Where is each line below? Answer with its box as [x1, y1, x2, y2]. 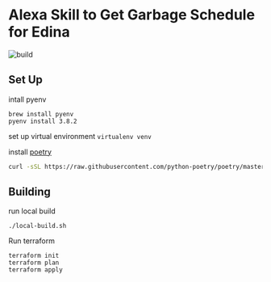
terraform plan [8, 259, 60, 267]
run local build [8, 206, 56, 216]
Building [8, 185, 51, 199]
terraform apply [8, 266, 63, 274]
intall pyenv [8, 95, 47, 104]
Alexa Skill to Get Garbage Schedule [8, 6, 256, 24]
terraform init [8, 252, 60, 260]
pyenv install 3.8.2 [8, 117, 78, 125]
